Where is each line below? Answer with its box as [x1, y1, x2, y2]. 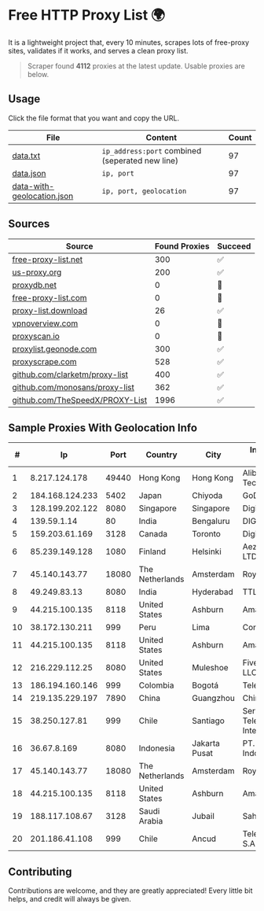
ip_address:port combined [101, 145, 202, 156]
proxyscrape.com [12, 356, 77, 367]
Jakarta [192, 738, 220, 749]
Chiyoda [192, 490, 223, 501]
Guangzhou [192, 693, 236, 704]
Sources [8, 217, 50, 231]
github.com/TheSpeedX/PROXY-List [12, 394, 148, 405]
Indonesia [138, 743, 175, 754]
